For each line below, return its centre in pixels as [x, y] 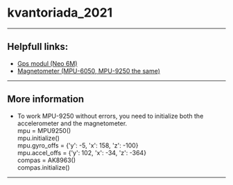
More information [46, 99]
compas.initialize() [44, 167]
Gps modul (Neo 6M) [47, 63]
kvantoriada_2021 [60, 13]
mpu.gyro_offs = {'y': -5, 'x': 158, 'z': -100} [78, 145]
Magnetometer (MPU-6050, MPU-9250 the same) [89, 71]
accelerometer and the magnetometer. [72, 123]
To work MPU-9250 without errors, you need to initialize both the [110, 116]
